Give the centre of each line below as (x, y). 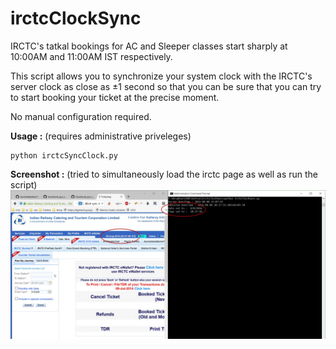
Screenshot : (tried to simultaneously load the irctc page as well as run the (164, 174)
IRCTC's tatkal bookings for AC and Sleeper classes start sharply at (149, 46)
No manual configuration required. (81, 116)
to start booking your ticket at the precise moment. (115, 97)
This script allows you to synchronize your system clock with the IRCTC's (161, 76)
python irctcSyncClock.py (64, 155)
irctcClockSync (76, 18)
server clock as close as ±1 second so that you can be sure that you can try (166, 86)
